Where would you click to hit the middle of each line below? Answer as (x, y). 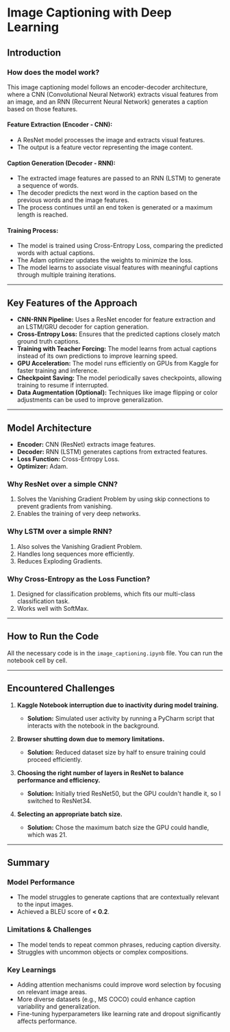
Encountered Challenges (61, 688)
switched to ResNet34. (59, 800)
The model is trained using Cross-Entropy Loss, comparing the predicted (120, 246)
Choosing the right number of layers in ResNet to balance (100, 773)
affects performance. (47, 1021)
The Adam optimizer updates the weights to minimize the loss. (105, 260)
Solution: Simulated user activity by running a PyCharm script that (121, 718)
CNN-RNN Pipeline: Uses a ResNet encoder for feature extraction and (116, 319)
